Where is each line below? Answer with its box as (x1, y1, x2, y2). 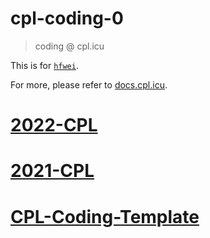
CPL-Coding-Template (10, 205, 200, 228)
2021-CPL (10, 160, 95, 182)
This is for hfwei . (10, 59, 79, 71)
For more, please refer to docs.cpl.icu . (10, 78, 168, 91)
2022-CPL (10, 114, 98, 137)
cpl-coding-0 (10, 7, 124, 30)
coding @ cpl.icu (34, 40, 105, 52)
